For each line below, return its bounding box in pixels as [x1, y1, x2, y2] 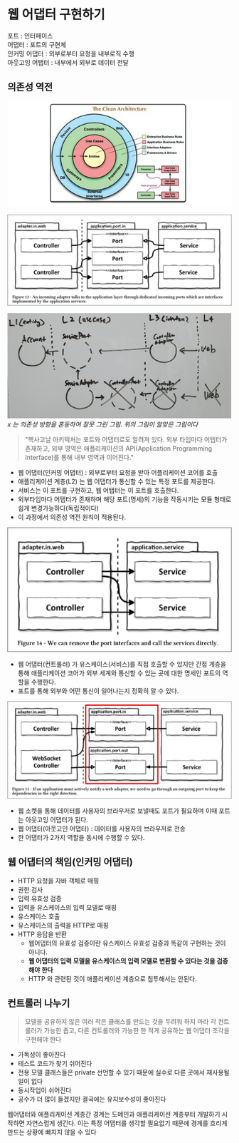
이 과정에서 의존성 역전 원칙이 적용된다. [17, 513, 127, 521]
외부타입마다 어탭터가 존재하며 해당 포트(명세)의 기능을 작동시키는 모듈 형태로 [17, 495, 232, 503]
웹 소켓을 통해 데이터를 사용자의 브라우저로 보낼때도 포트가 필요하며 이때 [17, 806, 218, 815]
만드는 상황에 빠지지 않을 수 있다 [7, 1128, 97, 1137]
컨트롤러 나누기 [7, 997, 70, 1009]
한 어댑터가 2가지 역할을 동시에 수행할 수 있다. [17, 833, 145, 841]
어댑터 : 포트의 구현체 [7, 40, 66, 48]
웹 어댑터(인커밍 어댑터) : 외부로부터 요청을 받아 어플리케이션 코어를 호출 [17, 468, 218, 476]
